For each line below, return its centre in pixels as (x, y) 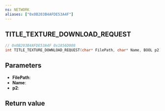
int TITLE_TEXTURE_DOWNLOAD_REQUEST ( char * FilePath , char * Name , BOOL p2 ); (84, 50)
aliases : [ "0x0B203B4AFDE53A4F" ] (39, 14)
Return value (25, 103)
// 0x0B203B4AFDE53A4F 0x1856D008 (41, 46)
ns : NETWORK (17, 10)
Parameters (23, 65)
